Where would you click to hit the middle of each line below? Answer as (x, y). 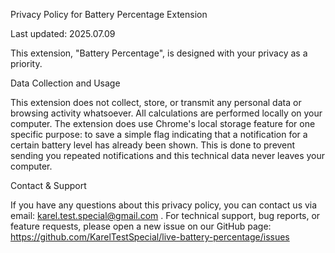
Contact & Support (48, 185)
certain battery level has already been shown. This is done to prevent (153, 145)
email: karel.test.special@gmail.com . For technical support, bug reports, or (165, 215)
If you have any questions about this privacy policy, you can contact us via (164, 205)
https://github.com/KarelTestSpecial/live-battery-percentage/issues (150, 237)
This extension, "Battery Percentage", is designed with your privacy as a (159, 53)
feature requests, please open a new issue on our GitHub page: (141, 226)
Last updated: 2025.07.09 (63, 33)
